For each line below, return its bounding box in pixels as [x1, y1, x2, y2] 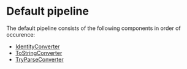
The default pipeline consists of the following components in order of [6, 24, 181, 32]
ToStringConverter [15, 49, 63, 56]
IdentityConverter [15, 43, 60, 50]
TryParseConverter [15, 56, 64, 63]
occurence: [6, 31, 36, 38]
